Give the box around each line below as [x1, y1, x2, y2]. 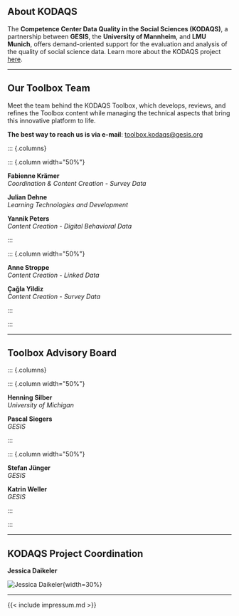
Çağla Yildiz [7, 284, 44, 293]
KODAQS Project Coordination [7, 548, 144, 560]
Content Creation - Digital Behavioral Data [7, 221, 132, 230]
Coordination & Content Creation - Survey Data [7, 179, 147, 187]
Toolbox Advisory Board [7, 347, 117, 359]
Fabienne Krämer [7, 171, 60, 180]
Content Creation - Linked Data [7, 271, 100, 279]
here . [7, 55, 23, 63]
